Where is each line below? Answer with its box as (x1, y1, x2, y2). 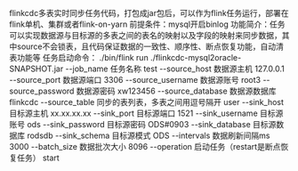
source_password (9, 85, 75, 96)
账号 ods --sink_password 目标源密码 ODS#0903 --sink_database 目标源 (9, 119, 277, 129)
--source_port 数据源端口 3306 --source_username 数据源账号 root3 (9, 75, 261, 85)
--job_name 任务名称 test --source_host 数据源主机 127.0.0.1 (65, 63, 285, 74)
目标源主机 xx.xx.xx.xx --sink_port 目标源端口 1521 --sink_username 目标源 (9, 108, 284, 118)
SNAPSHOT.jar (9, 63, 64, 74)
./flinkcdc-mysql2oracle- (149, 53, 242, 62)
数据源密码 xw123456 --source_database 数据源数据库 (76, 85, 278, 96)
